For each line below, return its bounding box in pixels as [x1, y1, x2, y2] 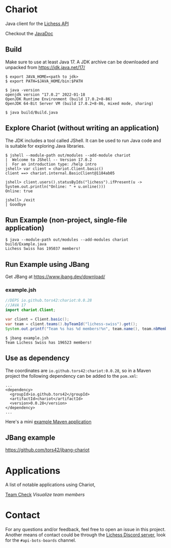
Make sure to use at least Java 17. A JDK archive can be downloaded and [5, 59, 159, 65]
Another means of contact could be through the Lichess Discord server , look [5, 532, 166, 538]
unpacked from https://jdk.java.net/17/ [5, 64, 85, 70]
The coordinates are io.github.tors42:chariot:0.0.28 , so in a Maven [5, 367, 151, 374]
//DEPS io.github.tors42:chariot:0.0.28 [5, 298, 93, 303]
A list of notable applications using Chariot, [5, 482, 96, 488]
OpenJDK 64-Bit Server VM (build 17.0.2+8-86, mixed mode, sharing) [5, 101, 154, 106]
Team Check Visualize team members [5, 492, 85, 498]
